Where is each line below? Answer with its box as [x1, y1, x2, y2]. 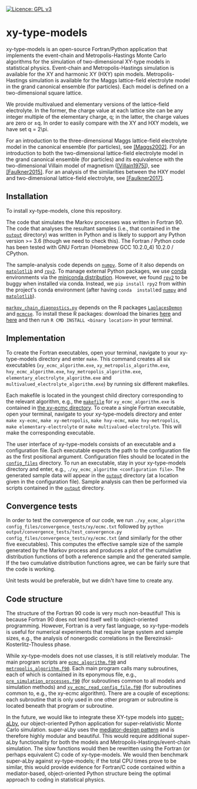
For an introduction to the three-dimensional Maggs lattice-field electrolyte [6, 137, 188, 144]
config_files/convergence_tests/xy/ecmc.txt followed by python [6, 523, 163, 530]
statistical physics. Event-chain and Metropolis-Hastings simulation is [6, 64, 175, 71]
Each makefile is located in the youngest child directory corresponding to [6, 392, 183, 399]
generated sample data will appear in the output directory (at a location [6, 472, 179, 479]
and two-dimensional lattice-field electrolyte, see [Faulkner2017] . [6, 174, 165, 182]
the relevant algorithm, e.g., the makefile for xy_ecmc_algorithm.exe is [6, 397, 175, 405]
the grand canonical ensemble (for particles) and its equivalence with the [6, 156, 183, 163]
